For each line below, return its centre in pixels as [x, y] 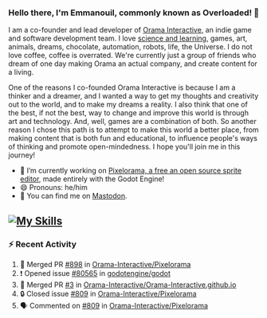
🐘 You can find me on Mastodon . [73, 196]
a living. [21, 72]
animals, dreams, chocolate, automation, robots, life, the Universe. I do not [130, 47]
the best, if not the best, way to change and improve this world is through [129, 113]
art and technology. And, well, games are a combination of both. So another [133, 122]
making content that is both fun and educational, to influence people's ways [133, 138]
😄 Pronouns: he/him [53, 188]
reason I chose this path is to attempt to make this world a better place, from [133, 130]
